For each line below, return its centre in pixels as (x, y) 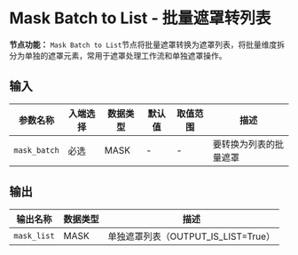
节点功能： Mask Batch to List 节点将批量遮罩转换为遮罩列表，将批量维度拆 (147, 44)
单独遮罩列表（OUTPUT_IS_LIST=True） (192, 236)
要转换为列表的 (244, 144)
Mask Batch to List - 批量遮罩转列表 (140, 18)
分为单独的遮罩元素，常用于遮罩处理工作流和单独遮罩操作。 (118, 55)
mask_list (34, 235)
